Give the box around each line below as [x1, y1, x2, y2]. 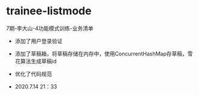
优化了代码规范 [14, 70, 52, 77]
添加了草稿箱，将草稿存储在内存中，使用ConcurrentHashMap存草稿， [14, 50, 188, 57]
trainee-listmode [6, 4, 92, 18]
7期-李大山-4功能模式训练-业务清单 [6, 24, 94, 32]
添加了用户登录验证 [14, 37, 63, 44]
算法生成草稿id [20, 57, 57, 65]
